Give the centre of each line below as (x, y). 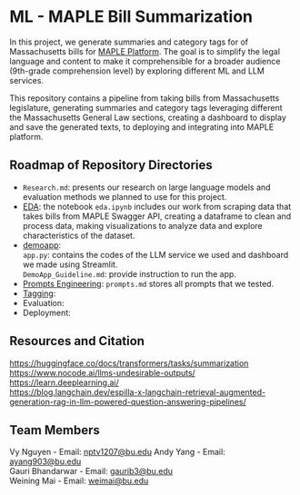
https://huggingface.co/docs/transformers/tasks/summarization (129, 363)
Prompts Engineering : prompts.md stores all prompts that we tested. (148, 283)
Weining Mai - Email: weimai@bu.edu (79, 481)
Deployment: (46, 312)
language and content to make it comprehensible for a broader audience (145, 61)
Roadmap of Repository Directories (111, 165)
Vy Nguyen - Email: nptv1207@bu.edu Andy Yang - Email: (117, 452)
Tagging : (39, 293)
